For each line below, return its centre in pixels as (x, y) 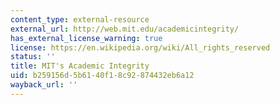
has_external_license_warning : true (86, 38)
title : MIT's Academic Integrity (80, 66)
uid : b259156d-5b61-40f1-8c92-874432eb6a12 (102, 76)
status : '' (33, 57)
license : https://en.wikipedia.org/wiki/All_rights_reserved (140, 47)
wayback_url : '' (44, 85)
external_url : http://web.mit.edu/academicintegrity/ (125, 29)
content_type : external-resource (80, 19)
